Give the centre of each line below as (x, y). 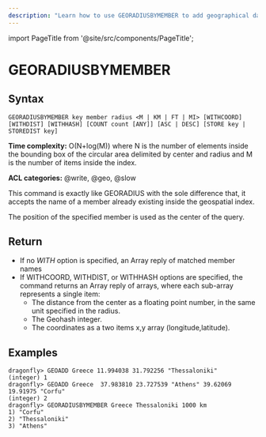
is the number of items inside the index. (72, 162)
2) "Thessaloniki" (38, 420)
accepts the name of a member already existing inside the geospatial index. (131, 202)
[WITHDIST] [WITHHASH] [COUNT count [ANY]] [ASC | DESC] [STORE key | (127, 124)
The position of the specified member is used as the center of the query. (127, 217)
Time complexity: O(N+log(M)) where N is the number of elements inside (128, 145)
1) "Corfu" (26, 413)
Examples (33, 352)
